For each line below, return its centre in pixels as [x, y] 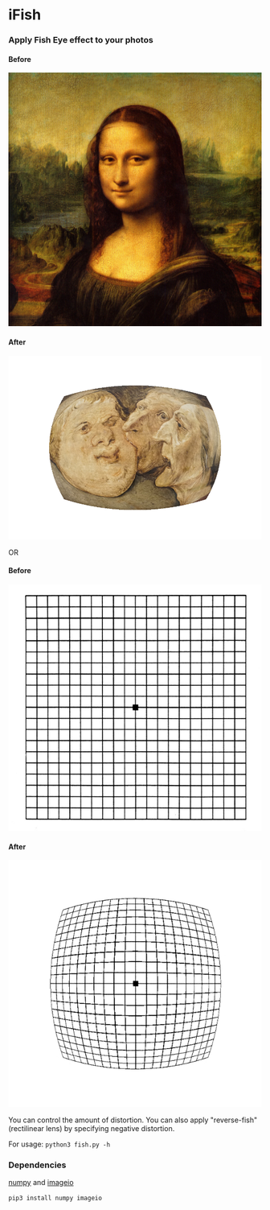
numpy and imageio [41, 1182]
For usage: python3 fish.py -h [59, 1144]
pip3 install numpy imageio [55, 1198]
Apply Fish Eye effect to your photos [81, 40]
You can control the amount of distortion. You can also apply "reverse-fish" [133, 1120]
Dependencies [37, 1165]
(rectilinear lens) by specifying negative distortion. [92, 1128]
